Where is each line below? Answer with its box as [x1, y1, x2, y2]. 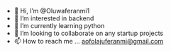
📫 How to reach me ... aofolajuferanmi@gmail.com [13, 37, 164, 45]
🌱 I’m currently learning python [13, 22, 105, 30]
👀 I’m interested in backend [13, 14, 94, 22]
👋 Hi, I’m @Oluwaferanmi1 [13, 7, 90, 15]
